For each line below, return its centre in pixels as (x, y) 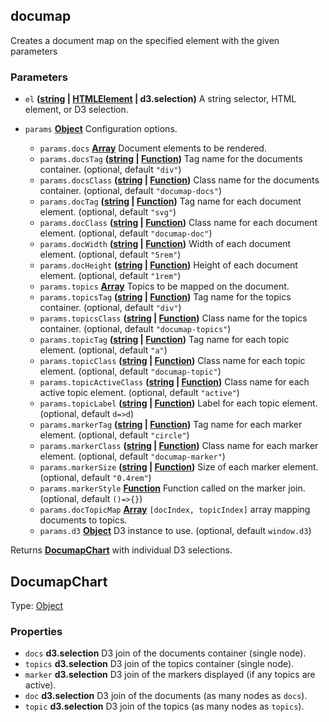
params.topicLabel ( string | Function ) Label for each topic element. (178, 403)
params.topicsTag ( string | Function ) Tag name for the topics (165, 297)
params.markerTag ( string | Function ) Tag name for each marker (171, 425)
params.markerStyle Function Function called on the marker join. (172, 488)
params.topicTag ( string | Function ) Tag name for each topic (164, 340)
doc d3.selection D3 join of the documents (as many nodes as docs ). (166, 696)
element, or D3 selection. (76, 110)
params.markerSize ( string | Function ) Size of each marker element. (179, 467)
